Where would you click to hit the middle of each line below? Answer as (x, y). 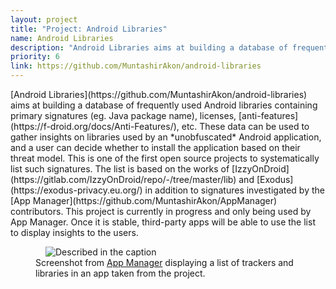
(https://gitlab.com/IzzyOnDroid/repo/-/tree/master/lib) (123, 179)
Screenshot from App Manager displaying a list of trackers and (164, 262)
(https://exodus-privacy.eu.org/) (76, 190)
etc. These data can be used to (245, 126)
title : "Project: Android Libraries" (89, 29)
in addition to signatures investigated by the (234, 190)
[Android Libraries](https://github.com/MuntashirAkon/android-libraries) (159, 94)
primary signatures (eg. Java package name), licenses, (123, 115)
